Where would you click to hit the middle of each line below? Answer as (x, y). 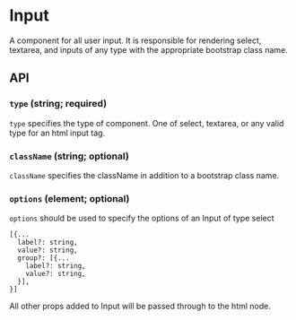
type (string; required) (58, 104)
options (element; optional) (70, 198)
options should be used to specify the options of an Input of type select (142, 218)
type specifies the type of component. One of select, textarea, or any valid (147, 123)
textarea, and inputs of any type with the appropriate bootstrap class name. (149, 49)
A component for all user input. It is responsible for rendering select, (135, 40)
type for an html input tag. (57, 133)
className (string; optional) (70, 156)
